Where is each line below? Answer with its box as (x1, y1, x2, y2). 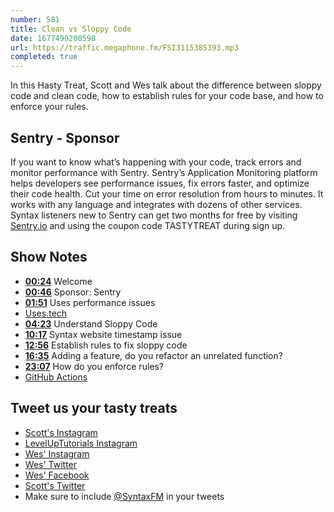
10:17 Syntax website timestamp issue (24, 328, 183, 340)
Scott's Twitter (24, 479, 86, 491)
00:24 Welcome (24, 275, 93, 287)
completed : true (10, 52, 78, 62)
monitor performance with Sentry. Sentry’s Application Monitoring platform (10, 166, 318, 178)
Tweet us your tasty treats (10, 400, 178, 417)
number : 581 (10, 14, 60, 25)
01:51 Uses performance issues (24, 296, 156, 308)
